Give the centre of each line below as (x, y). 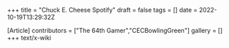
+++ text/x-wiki (29, 38)
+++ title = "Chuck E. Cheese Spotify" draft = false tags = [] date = (102, 10)
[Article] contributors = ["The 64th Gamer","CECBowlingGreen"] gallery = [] (115, 31)
